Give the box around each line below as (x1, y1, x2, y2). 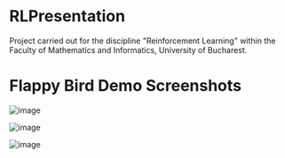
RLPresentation (9, 6, 126, 26)
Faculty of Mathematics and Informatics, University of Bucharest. (9, 44, 248, 55)
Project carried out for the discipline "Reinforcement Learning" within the (9, 35, 276, 46)
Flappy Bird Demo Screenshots (9, 76, 242, 96)
